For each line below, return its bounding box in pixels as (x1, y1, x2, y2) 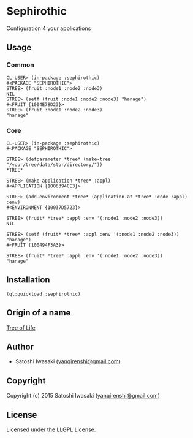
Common (6, 61, 35, 69)
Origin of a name (6, 308, 71, 318)
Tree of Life (6, 323, 36, 331)
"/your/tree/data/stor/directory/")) (6, 161, 103, 168)
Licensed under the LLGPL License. (6, 426, 96, 433)
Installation (6, 274, 50, 285)
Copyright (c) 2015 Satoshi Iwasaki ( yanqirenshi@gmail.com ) (6, 392, 161, 399)
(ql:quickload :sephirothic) (6, 291, 81, 297)
